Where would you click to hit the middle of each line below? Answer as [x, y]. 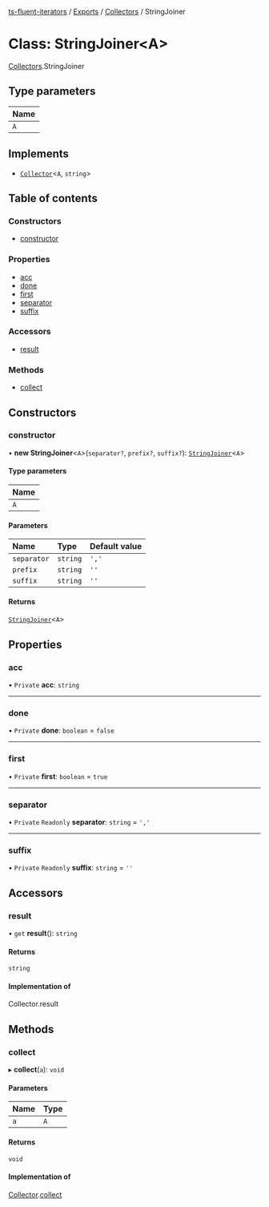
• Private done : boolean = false [61, 731]
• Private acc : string [44, 685]
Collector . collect [35, 1194]
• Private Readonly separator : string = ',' [79, 822]
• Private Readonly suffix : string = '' [71, 868]
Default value [116, 547]
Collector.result [33, 1004]
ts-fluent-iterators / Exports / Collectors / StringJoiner [97, 12]
